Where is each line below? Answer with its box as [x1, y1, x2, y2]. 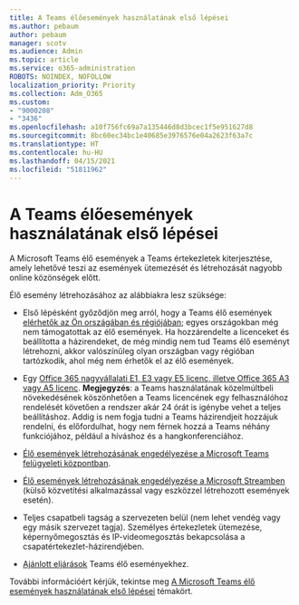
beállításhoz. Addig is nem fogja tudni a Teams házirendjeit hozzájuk [22, 411, 279, 422]
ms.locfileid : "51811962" [9, 165, 107, 174]
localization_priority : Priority [9, 81, 136, 90]
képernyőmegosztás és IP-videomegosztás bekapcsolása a [22, 532, 246, 543]
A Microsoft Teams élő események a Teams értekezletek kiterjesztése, [9, 253, 273, 264]
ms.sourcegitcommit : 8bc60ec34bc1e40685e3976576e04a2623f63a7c [9, 131, 254, 140]
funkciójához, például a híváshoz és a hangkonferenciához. [22, 431, 245, 442]
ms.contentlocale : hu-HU [9, 148, 103, 157]
